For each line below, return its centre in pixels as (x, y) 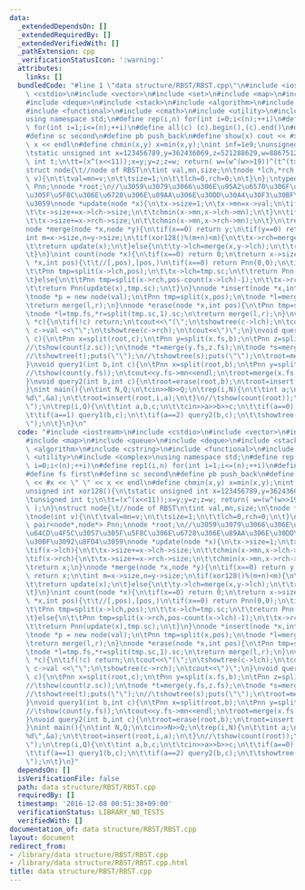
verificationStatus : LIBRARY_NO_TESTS (91, 813)
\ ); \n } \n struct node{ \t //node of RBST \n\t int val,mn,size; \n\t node (158, 508)
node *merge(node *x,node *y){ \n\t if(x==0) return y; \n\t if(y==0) (154, 229)
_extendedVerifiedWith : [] (69, 43)
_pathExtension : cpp (56, 52)
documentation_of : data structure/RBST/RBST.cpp (103, 829)
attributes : (40, 69)
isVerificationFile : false (69, 778)
